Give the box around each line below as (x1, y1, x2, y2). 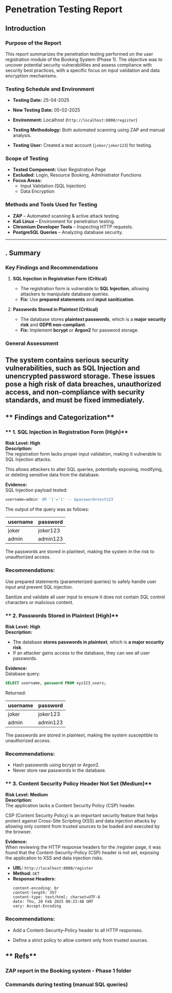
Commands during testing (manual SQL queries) (5, 981, 128, 988)
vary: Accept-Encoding (12, 903, 61, 909)
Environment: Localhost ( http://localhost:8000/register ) (12, 117, 138, 123)
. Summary (5, 249, 41, 257)
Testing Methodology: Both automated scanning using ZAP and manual (12, 127, 165, 133)
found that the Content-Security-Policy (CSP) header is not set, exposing (5, 850, 160, 856)
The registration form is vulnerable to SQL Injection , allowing (20, 286, 149, 292)
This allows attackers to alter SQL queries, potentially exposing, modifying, (5, 466, 163, 472)
